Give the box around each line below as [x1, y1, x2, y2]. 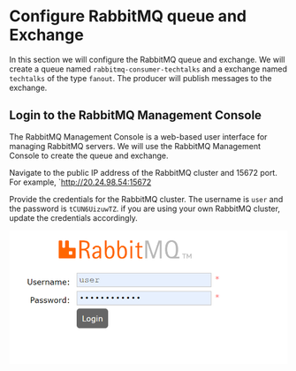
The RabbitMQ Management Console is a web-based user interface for [9, 131, 268, 142]
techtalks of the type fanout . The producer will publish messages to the [9, 72, 272, 83]
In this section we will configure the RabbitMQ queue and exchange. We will [9, 54, 285, 64]
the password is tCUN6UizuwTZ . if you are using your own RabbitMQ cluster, [9, 203, 281, 214]
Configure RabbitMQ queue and [9, 6, 247, 26]
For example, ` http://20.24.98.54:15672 [9, 177, 152, 187]
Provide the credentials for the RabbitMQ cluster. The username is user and [9, 193, 284, 204]
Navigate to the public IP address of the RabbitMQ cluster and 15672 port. [9, 167, 278, 178]
